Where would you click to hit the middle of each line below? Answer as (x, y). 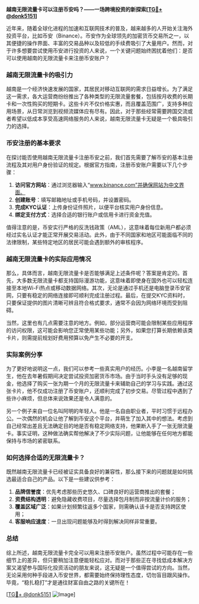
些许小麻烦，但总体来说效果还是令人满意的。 (61, 399)
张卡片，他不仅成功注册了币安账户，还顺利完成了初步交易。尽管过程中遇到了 (99, 391)
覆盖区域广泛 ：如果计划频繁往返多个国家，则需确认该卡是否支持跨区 (98, 507)
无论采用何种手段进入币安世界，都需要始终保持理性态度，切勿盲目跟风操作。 (99, 575)
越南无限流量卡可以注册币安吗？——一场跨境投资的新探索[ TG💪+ (84, 9)
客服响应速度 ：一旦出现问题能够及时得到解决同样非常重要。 (87, 522)
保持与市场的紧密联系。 (35, 441)
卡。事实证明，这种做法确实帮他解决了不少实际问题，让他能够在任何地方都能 (99, 433)
